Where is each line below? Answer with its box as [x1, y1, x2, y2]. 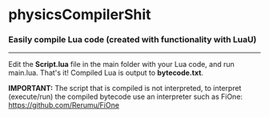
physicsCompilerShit [8, 6, 151, 24]
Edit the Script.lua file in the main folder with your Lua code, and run [8, 60, 235, 69]
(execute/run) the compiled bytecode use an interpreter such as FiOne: [8, 92, 243, 101]
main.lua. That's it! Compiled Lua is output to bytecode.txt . [8, 68, 204, 77]
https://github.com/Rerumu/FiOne [8, 100, 120, 110]
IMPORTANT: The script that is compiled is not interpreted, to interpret [8, 84, 242, 93]
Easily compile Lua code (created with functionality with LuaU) [8, 34, 257, 45]
